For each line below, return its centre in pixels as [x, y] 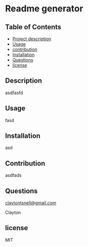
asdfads [13, 175]
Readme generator [44, 9]
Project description [32, 39]
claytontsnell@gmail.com [31, 203]
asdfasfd [14, 93]
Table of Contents [33, 27]
